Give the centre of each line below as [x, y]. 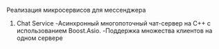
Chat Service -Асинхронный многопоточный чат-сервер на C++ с [113, 23]
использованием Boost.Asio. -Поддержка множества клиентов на [114, 31]
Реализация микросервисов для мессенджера [76, 10]
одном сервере [40, 38]
